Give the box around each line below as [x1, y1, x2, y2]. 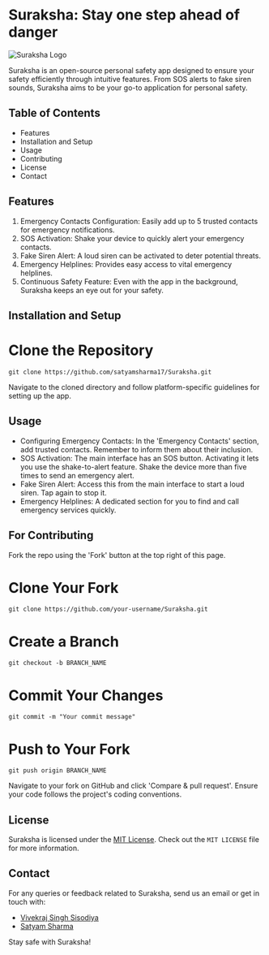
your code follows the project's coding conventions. [8, 789, 182, 799]
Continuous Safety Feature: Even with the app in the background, [19, 276, 239, 286]
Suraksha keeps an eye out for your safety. [19, 285, 164, 295]
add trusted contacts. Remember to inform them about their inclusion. [19, 444, 254, 454]
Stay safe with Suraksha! [8, 936, 92, 947]
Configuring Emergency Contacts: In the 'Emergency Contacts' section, [19, 436, 259, 446]
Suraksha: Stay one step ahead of [8, 6, 241, 24]
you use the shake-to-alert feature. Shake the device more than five [19, 461, 247, 472]
